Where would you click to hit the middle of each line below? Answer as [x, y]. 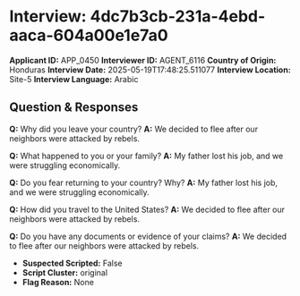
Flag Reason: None [58, 282]
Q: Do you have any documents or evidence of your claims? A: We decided [148, 236]
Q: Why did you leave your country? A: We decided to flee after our [133, 129]
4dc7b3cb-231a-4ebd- [178, 17]
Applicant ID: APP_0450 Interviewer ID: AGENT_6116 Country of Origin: [143, 60]
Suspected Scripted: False [72, 263]
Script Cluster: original [65, 272]
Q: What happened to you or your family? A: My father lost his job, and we [146, 156]
